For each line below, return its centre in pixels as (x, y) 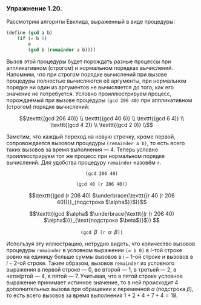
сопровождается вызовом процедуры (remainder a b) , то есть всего (96, 143)
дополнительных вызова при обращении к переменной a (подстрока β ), (100, 289)
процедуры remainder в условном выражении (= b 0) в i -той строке (94, 250)
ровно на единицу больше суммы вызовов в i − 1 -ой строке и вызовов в (100, 256)
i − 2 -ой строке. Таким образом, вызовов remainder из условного (91, 263)
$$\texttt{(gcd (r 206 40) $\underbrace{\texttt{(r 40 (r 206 (102, 195)
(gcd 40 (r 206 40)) (102, 184)
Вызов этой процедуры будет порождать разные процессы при (89, 61)
